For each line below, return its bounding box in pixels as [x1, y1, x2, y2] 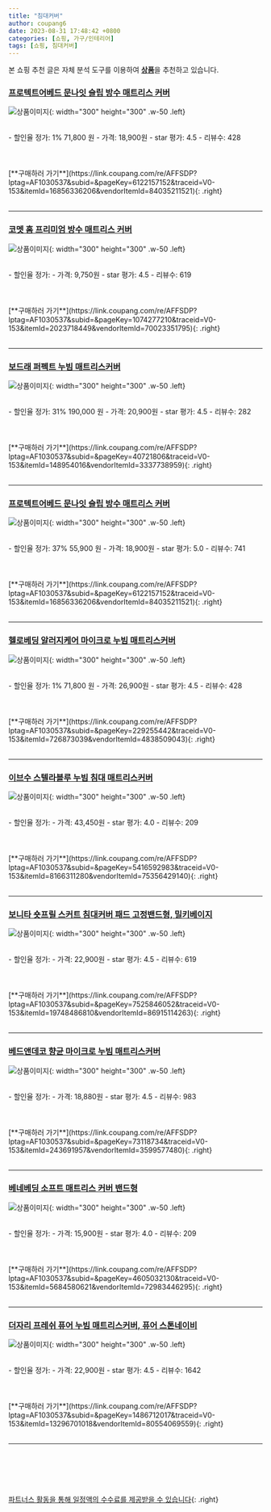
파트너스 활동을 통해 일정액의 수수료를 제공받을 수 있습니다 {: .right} [8, 1495, 219, 1505]
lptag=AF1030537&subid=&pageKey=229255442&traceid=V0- [8, 725, 216, 735]
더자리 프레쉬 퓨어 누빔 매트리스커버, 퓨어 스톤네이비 [8, 1320, 198, 1331]
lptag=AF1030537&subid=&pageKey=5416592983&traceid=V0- [8, 862, 219, 872]
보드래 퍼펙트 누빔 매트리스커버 [8, 361, 121, 372]
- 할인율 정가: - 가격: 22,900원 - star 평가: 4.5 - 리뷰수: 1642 [8, 1366, 202, 1375]
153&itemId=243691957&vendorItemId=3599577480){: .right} [8, 1144, 213, 1155]
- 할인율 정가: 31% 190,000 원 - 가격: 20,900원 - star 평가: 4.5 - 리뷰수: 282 [8, 407, 252, 417]
